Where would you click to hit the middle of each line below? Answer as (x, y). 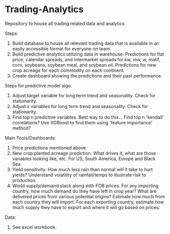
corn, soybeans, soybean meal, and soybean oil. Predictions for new (84, 65)
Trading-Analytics (44, 9)
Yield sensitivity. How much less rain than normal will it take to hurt (82, 169)
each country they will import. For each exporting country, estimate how (88, 202)
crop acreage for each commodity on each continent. (68, 70)
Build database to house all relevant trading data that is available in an (86, 43)
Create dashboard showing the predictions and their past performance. (87, 75)
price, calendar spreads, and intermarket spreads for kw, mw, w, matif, (86, 59)
